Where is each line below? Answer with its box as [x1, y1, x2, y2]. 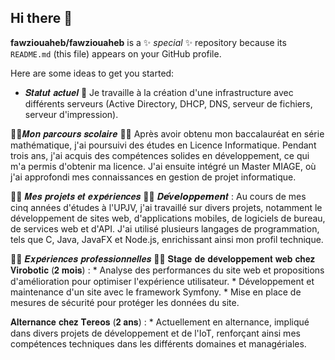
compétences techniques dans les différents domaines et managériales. [10, 337, 307, 350]
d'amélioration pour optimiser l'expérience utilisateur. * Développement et [10, 275, 315, 287]
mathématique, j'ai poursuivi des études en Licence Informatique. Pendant [10, 139, 317, 151]
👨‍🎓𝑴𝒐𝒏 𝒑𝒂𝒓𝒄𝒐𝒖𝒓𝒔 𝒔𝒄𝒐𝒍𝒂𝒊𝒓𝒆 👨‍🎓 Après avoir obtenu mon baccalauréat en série [10, 127, 325, 140]
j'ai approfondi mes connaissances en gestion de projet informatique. [10, 171, 297, 183]
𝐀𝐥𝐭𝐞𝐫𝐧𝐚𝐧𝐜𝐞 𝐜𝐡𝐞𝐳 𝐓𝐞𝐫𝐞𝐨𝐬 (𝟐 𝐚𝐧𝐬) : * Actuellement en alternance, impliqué [10, 316, 310, 328]
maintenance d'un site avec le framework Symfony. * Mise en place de [10, 286, 302, 298]
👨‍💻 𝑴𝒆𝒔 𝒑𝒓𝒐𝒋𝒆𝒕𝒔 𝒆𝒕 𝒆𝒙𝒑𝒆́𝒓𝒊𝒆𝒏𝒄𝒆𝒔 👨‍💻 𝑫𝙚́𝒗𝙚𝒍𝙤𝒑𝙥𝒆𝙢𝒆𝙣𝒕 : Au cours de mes [10, 190, 307, 202]
